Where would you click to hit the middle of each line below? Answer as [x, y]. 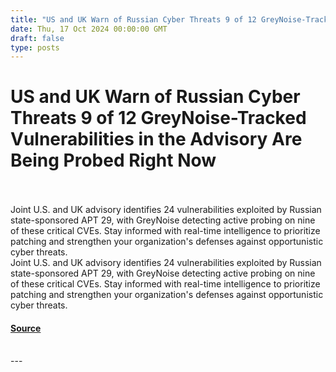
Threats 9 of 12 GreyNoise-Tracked [158, 118]
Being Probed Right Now [113, 160]
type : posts [35, 47]
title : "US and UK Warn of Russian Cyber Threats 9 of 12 [133, 19]
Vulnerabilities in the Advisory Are [156, 139]
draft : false [37, 38]
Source [26, 328]
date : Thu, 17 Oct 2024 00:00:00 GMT [89, 29]
